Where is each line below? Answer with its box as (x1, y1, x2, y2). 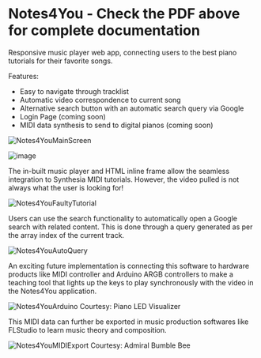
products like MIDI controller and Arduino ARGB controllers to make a (8, 269, 233, 279)
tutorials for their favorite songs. (8, 56, 113, 66)
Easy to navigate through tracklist (19, 86, 129, 96)
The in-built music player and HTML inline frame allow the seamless (8, 166, 230, 175)
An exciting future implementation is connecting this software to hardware (8, 261, 250, 270)
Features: (8, 71, 40, 81)
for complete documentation (8, 21, 200, 40)
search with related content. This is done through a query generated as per (8, 222, 253, 232)
